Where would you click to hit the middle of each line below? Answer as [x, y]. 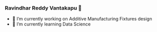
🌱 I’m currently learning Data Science [51, 24]
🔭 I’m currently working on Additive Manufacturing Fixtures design [82, 19]
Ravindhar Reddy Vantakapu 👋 [43, 8]
